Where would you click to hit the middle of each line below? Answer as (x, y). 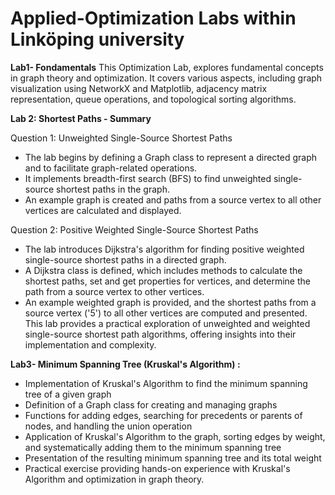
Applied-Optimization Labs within (153, 18)
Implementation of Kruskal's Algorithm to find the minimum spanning (166, 383)
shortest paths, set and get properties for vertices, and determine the (167, 281)
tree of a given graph (68, 394)
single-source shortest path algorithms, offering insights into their (160, 334)
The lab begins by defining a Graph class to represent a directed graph (171, 157)
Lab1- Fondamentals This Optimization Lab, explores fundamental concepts (167, 67)
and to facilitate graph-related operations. (111, 168)
